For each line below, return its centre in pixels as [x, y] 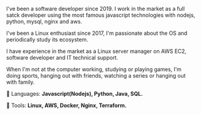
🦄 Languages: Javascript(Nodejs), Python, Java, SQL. [75, 94]
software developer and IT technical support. [62, 57]
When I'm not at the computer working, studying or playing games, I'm [94, 69]
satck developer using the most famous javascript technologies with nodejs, [101, 15]
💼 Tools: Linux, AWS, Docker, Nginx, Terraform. [66, 105]
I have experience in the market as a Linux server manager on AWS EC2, [97, 51]
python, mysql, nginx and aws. [44, 21]
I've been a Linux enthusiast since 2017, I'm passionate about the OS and [97, 33]
